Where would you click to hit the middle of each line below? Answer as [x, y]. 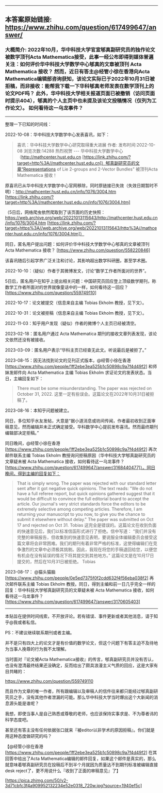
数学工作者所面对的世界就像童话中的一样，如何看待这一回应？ [67, 287]
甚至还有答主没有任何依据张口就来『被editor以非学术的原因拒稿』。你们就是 [80, 730]
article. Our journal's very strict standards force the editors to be [81, 504]
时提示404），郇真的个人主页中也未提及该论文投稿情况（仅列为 [78, 101]
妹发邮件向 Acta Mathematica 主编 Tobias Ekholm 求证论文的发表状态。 [76, 372]
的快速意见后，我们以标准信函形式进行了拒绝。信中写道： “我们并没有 [86, 531]
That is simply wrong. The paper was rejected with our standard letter [87, 483]
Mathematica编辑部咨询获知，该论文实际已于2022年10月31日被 [80, 79]
